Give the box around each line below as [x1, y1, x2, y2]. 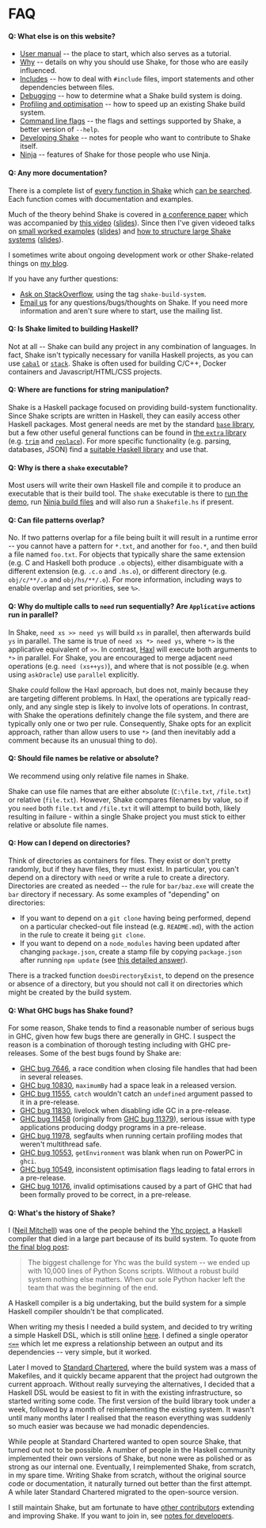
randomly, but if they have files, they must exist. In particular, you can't [8, 865, 239, 874]
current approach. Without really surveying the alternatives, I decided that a [8, 1379, 256, 1389]
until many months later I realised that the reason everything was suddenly [8, 1413, 252, 1423]
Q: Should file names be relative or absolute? [8, 754, 159, 763]
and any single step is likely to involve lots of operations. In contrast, [25, 701, 249, 711]
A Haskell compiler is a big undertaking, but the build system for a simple [8, 1298, 247, 1308]
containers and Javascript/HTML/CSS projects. [8, 367, 162, 376]
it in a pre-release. [19, 1097, 80, 1107]
